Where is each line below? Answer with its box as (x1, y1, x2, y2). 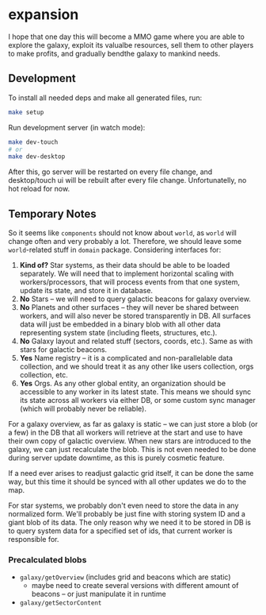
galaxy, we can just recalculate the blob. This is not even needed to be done (8, 445, 256, 454)
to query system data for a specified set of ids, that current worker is (8, 526, 233, 536)
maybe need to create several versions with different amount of (31, 581, 239, 590)
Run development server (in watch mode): (8, 122, 146, 132)
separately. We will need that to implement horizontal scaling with (19, 269, 234, 279)
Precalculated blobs (8, 554, 87, 565)
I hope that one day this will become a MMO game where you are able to (8, 32, 245, 41)
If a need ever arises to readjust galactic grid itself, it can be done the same (8, 469, 254, 478)
